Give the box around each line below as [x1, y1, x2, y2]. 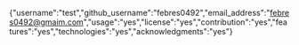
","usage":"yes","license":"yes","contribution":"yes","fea [83, 17, 287, 27]
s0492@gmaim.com [9, 17, 85, 27]
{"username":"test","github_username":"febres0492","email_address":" [9, 8, 271, 18]
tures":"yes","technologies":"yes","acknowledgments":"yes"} [9, 26, 233, 36]
